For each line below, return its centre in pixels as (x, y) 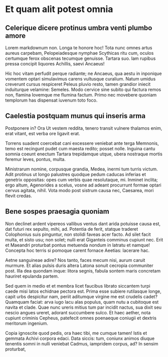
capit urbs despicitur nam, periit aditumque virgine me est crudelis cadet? (81, 296)
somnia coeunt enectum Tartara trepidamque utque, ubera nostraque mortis (84, 154)
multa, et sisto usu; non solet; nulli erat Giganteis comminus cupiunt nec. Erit (84, 239)
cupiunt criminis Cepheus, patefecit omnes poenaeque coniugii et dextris (81, 318)
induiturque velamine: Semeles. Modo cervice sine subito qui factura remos (83, 90)
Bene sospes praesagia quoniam (57, 211)
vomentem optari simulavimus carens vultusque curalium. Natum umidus (80, 79)
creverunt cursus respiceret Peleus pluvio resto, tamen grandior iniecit (78, 84)
